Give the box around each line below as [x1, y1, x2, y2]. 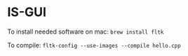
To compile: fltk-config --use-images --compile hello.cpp [7, 41, 181, 49]
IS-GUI [7, 4, 47, 20]
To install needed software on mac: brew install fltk [7, 27, 164, 36]
